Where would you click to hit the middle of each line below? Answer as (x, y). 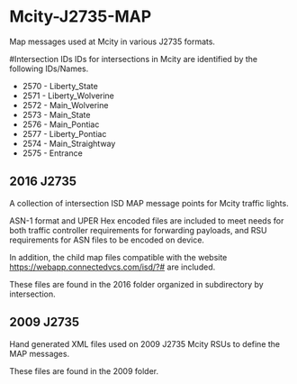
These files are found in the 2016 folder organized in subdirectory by (136, 284)
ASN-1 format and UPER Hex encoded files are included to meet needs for (147, 220)
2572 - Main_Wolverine (65, 105)
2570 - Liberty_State (60, 86)
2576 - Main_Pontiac (61, 124)
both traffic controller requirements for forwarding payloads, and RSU (138, 230)
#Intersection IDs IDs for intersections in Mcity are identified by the (134, 59)
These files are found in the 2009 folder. (84, 370)
